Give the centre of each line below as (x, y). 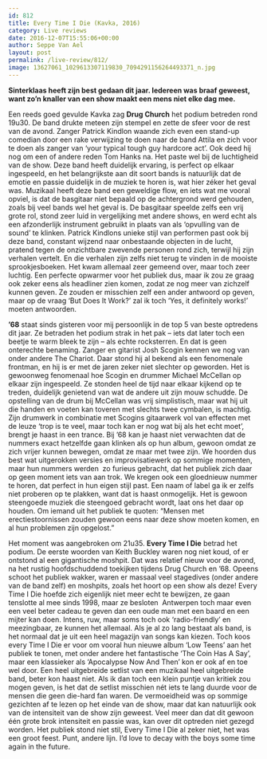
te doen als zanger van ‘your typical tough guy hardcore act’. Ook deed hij (130, 147)
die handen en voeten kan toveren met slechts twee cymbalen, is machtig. (130, 409)
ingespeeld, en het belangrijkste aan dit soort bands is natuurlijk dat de (125, 173)
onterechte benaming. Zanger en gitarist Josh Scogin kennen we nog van (129, 350)
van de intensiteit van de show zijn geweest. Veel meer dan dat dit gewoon (131, 712)
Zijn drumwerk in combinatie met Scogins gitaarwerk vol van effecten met (130, 417)
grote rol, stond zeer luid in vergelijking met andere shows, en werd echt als (133, 215)
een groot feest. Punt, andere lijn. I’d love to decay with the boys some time (132, 737)
